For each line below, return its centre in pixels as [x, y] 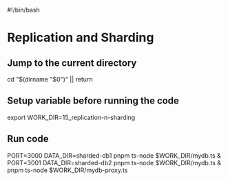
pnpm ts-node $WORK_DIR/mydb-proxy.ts [68, 170]
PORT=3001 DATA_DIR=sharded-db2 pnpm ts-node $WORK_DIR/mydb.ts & [114, 162]
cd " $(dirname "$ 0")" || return [50, 79]
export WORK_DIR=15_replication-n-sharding [71, 117]
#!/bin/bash [23, 10]
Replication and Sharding [81, 38]
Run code [28, 139]
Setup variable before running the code [93, 101]
